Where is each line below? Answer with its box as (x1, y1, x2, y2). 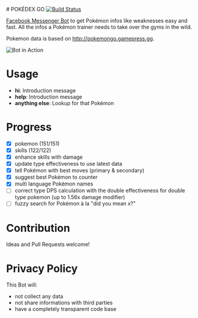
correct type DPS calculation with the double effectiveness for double (14, 187, 186, 194)
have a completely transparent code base (14, 306, 117, 313)
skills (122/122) (14, 146, 52, 154)
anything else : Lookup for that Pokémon (14, 99, 114, 106)
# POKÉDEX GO (6, 6, 45, 12)
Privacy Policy (6, 262, 78, 275)
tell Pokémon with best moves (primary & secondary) (14, 167, 145, 174)
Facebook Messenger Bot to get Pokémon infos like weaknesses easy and (6, 17, 188, 24)
